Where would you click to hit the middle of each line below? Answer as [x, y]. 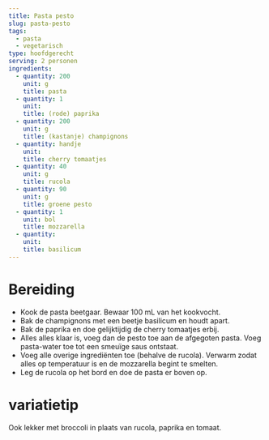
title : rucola [47, 182]
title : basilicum [52, 250]
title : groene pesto [58, 204]
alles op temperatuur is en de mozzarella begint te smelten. [119, 363]
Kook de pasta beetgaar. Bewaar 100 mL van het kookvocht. [120, 312]
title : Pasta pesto [41, 16]
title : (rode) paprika [61, 114]
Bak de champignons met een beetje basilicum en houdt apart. [125, 320]
